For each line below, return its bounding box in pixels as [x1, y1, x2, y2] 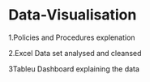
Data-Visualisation [8, 6, 137, 24]
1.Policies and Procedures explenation [8, 32, 135, 42]
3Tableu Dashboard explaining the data [8, 63, 140, 74]
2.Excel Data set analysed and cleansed [8, 48, 142, 58]
